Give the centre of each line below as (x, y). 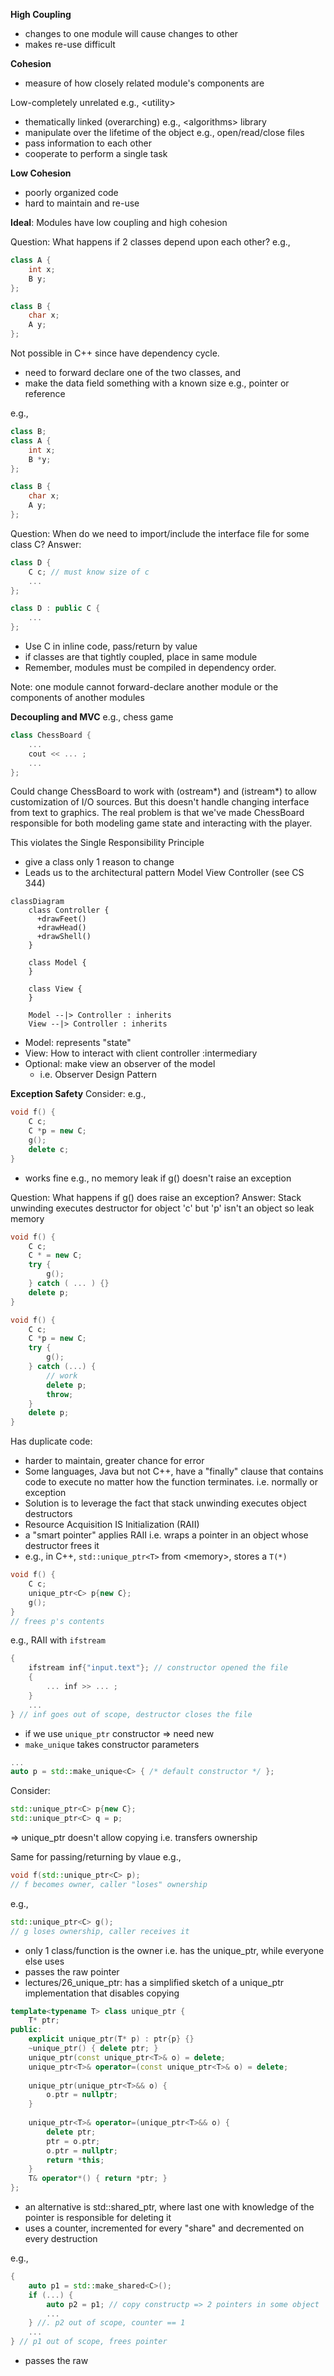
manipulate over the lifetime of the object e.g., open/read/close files (164, 132)
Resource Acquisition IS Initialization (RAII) (112, 1525)
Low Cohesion (41, 173)
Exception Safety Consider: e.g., (78, 1094)
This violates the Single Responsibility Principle (107, 843)
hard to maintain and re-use (82, 203)
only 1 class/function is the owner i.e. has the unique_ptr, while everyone (174, 1950)
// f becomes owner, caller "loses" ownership (109, 1884)
